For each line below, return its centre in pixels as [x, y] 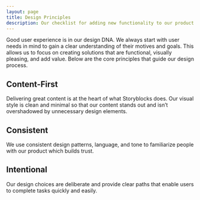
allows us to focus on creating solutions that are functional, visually [89, 53]
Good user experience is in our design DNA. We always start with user [93, 40]
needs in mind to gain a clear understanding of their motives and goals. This [100, 46]
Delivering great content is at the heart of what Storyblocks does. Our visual [100, 99]
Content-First [32, 84]
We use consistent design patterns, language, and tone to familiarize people [100, 145]
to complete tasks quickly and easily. [52, 190]
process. [17, 65]
